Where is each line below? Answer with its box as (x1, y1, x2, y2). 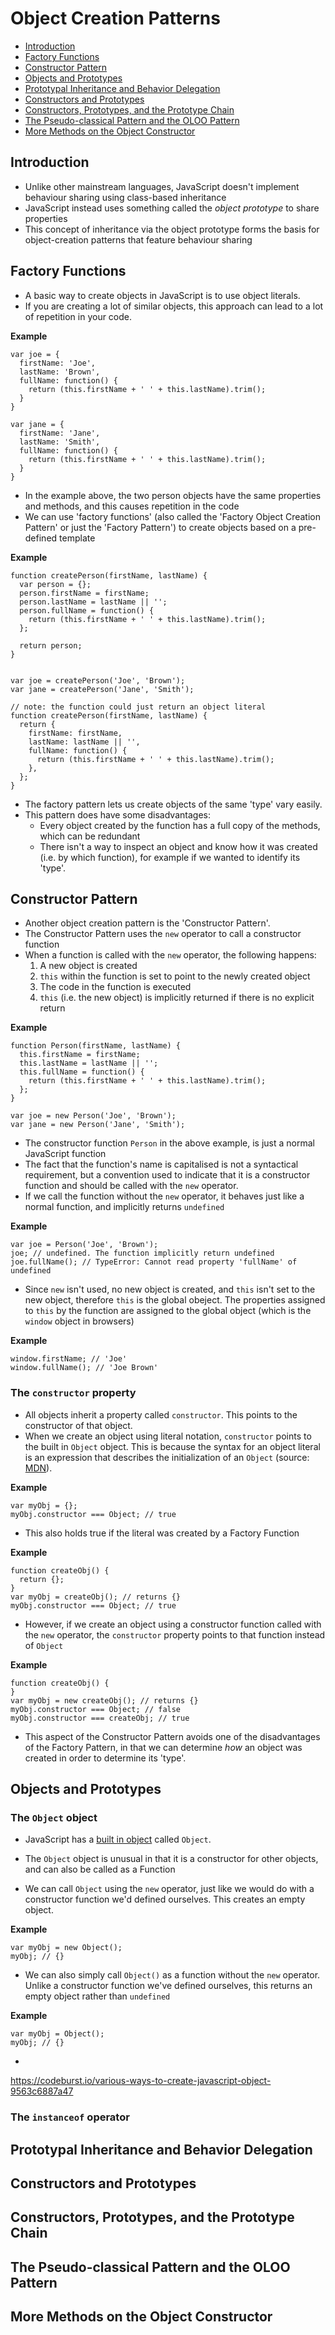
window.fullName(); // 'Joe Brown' (10, 1363, 159, 1373)
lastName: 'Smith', (19, 437, 101, 447)
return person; (19, 640, 83, 651)
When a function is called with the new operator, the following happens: (24, 949, 317, 961)
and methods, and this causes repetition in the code (24, 500, 240, 512)
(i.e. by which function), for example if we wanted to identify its (39, 851, 301, 863)
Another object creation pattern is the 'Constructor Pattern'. (24, 917, 271, 929)
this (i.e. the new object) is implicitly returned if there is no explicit (39, 992, 315, 1004)
